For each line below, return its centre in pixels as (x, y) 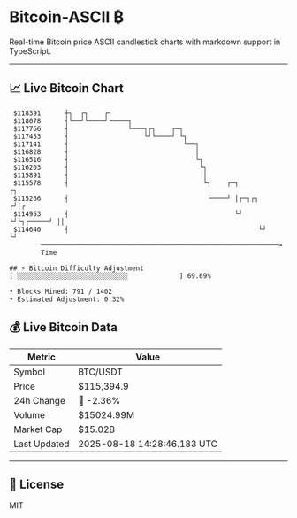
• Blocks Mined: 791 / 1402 (61, 291)
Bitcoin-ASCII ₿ (67, 17)
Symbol (30, 372)
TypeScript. (30, 50)
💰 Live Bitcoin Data (63, 327)
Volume (30, 414)
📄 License (37, 484)
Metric (42, 357)
